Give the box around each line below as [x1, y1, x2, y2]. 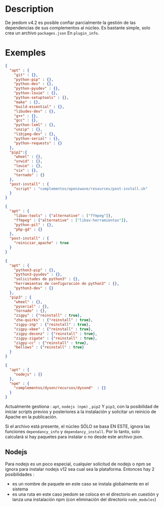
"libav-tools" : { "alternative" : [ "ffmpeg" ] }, [14, 213, 113, 218]
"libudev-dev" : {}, [14, 109, 56, 114]
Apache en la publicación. [5, 414, 58, 419]
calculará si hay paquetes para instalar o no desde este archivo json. [5, 434, 143, 439]
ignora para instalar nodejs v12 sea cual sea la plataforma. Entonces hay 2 [5, 466, 155, 472]
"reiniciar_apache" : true [14, 241, 69, 246]
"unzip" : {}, [14, 127, 43, 132]
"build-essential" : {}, [14, 104, 65, 109]
